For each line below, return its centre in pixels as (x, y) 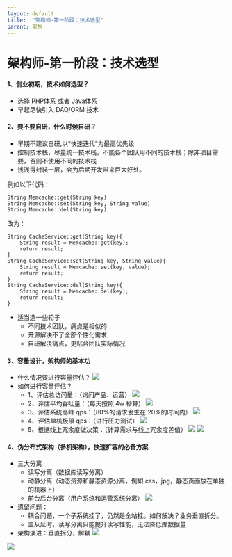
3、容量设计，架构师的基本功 (49, 361)
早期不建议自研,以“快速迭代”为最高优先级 (76, 143)
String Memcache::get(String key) (57, 197)
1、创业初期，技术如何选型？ (48, 84)
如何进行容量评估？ (45, 386)
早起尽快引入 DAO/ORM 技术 (58, 109)
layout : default (31, 14)
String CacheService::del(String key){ (65, 285)
